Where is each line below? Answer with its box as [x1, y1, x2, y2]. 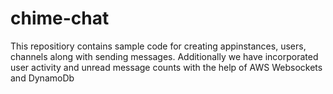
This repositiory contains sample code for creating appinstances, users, [10, 40, 307, 52]
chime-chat [10, 7, 110, 30]
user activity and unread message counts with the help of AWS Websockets [10, 61, 323, 73]
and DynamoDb [10, 72, 75, 84]
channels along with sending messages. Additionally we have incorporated [10, 50, 319, 62]
